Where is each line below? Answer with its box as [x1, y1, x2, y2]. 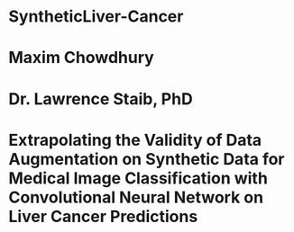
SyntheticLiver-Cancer [8, 6, 184, 27]
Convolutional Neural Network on [8, 187, 263, 208]
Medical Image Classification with [8, 168, 268, 188]
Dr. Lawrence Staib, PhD [8, 88, 193, 109]
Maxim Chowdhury [8, 48, 154, 68]
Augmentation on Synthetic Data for [8, 148, 285, 169]
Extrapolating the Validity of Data [8, 129, 262, 150]
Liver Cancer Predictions [8, 206, 198, 227]
